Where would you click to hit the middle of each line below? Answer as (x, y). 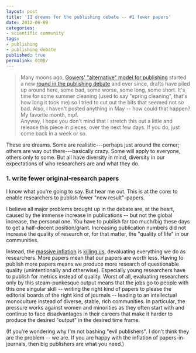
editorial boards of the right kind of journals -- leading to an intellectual (92, 295)
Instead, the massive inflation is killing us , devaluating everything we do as (96, 251)
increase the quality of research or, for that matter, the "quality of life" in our (97, 234)
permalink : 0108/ (27, 60)
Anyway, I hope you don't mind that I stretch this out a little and (96, 121)
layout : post (22, 11)
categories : (20, 28)
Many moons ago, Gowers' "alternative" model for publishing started (103, 77)
